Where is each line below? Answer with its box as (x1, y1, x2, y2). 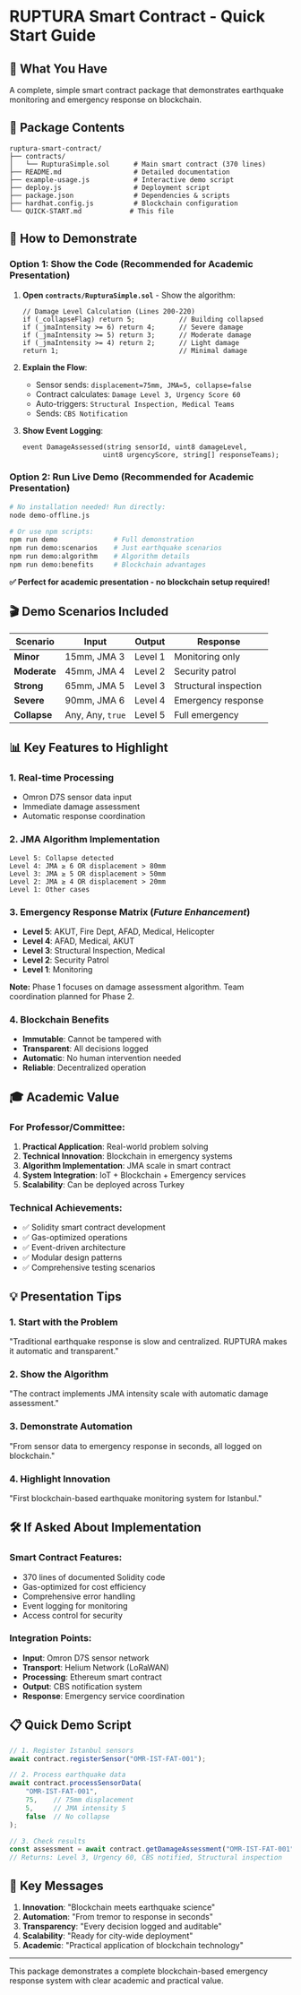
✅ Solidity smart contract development (21, 1222, 166, 1233)
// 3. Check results (9, 1836, 87, 1845)
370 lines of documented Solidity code (21, 1571, 166, 1583)
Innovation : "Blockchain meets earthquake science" (21, 1902, 216, 1913)
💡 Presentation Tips (9, 1289, 123, 1304)
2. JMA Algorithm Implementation (9, 833, 160, 846)
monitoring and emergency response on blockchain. (9, 94, 202, 105)
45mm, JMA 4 (64, 665, 125, 678)
